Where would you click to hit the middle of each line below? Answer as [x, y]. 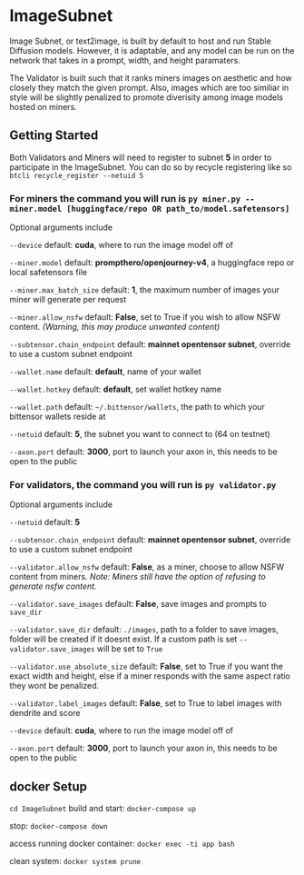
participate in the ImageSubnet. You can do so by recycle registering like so [151, 167]
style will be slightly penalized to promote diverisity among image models [147, 97]
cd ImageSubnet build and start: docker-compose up [103, 809]
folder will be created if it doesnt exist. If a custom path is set [123, 639]
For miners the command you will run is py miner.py [125, 198]
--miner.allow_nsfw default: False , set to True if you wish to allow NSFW [145, 317]
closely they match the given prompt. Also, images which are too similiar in [149, 87]
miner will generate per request [68, 300]
